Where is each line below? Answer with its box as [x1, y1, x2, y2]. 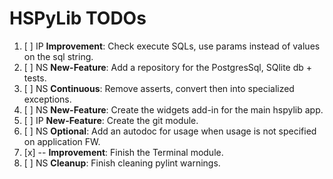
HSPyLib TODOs [9, 7, 147, 30]
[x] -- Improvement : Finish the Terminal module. [23, 146, 224, 158]
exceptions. [23, 93, 72, 105]
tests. [23, 72, 47, 84]
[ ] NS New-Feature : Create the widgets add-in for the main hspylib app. [23, 103, 324, 116]
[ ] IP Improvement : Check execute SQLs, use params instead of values [23, 40, 321, 52]
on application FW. [23, 135, 101, 147]
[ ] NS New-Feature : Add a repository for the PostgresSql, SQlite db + [23, 61, 313, 73]
